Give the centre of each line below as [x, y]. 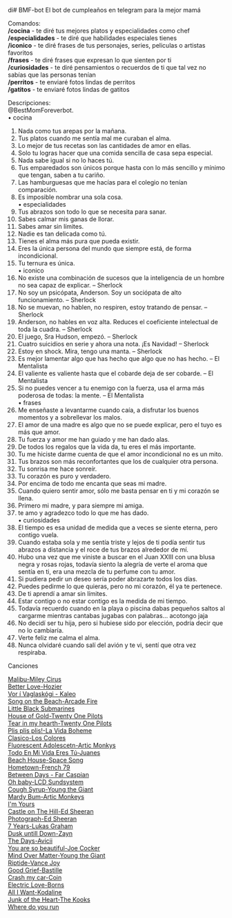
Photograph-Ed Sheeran [42, 819]
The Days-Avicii [30, 841]
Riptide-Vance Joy [34, 863]
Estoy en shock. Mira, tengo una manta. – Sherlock [90, 351]
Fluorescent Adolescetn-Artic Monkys [62, 745]
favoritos [20, 53]
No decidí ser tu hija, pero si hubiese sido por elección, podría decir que [120, 623]
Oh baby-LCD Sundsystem [46, 782]
